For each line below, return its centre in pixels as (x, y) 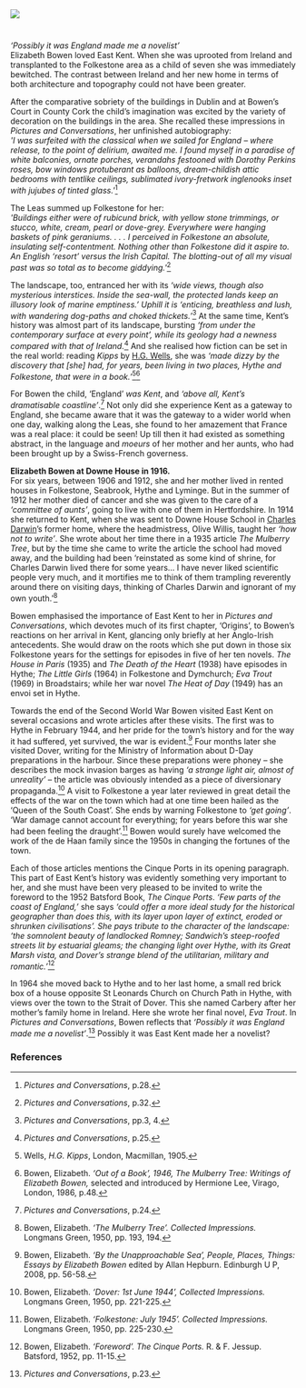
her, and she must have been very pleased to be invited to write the (136, 887)
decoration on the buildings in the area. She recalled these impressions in (148, 121)
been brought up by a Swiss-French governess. (99, 454)
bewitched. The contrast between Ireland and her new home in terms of (145, 75)
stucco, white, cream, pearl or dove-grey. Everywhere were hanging (138, 227)
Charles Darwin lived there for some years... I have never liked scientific (145, 568)
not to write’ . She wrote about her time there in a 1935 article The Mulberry (150, 539)
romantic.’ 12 (33, 965)
